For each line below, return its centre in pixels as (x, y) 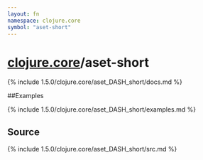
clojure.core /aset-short (78, 62)
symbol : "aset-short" (39, 27)
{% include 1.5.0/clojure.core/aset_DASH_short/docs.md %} (95, 82)
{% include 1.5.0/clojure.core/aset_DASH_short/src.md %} (92, 149)
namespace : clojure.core (44, 21)
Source (24, 132)
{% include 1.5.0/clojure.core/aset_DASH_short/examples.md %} (102, 110)
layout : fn (23, 14)
